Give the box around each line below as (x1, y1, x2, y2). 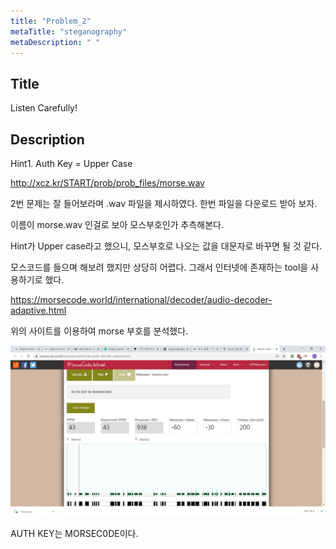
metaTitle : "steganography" (10, 26, 128, 37)
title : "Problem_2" (10, 16, 92, 26)
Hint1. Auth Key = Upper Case (10, 158, 133, 169)
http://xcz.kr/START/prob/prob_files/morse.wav (10, 177, 205, 189)
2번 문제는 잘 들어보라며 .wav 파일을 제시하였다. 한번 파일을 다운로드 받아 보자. (10, 198, 318, 209)
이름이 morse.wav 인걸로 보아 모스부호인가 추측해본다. (10, 219, 224, 230)
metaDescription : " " (10, 37, 101, 47)
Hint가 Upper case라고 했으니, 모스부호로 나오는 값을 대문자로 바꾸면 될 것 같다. (10, 240, 323, 252)
